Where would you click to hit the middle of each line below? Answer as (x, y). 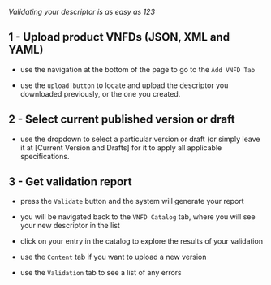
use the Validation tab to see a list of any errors (101, 273)
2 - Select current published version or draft (122, 120)
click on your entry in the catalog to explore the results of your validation (142, 241)
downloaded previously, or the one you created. (100, 93)
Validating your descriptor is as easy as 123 (82, 12)
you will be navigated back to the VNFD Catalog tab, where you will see (138, 217)
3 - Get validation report (70, 182)
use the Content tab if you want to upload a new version (113, 257)
